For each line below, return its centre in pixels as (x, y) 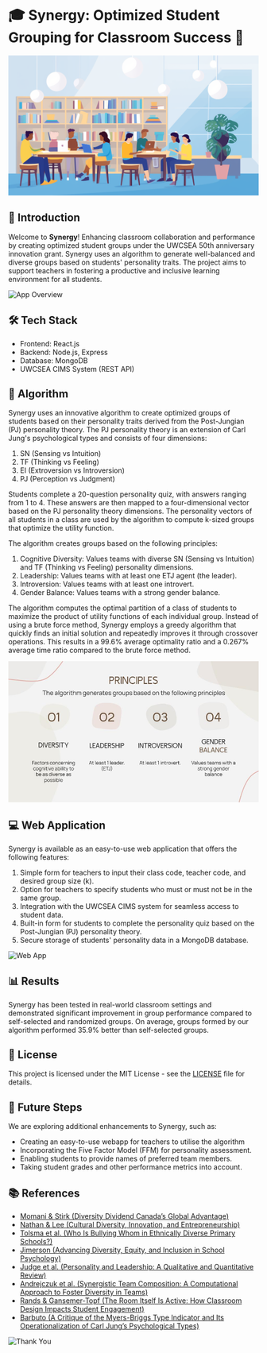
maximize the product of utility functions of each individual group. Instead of (133, 617)
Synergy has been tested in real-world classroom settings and (110, 1004)
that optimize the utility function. (61, 528)
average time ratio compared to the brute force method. (99, 650)
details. (20, 1082)
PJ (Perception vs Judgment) (67, 479)
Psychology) (40, 1258)
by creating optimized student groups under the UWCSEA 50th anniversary (132, 245)
